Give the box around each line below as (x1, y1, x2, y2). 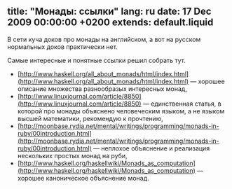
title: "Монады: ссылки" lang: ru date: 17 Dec (7, 6, 212, 17)
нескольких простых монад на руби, (17, 151, 128, 160)
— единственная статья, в (142, 99, 222, 108)
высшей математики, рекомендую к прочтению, (17, 114, 163, 122)
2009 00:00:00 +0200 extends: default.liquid (7, 17, 214, 29)
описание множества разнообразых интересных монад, (17, 84, 188, 93)
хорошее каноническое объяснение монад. (17, 174, 149, 182)
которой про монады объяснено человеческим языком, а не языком (17, 106, 225, 115)
